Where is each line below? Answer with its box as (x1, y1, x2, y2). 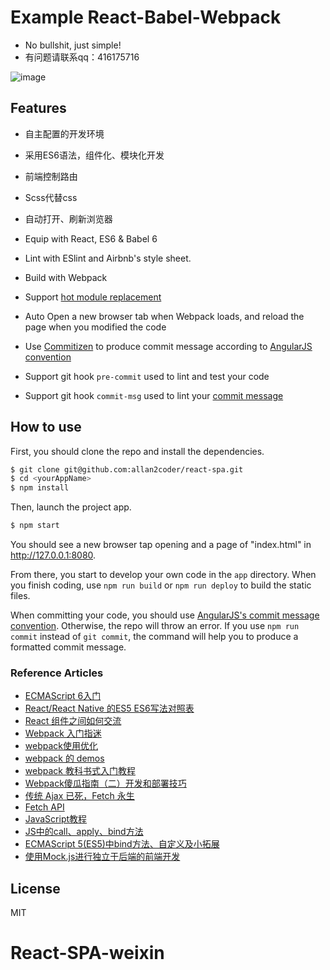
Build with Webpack (24, 271, 108, 283)
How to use (10, 419, 82, 436)
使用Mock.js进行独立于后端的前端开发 (24, 851, 181, 863)
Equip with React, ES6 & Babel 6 (24, 232, 158, 245)
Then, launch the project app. (10, 501, 132, 513)
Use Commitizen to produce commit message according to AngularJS (24, 340, 313, 352)
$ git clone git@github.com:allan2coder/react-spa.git (10, 464, 244, 475)
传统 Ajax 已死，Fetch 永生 (24, 790, 135, 802)
